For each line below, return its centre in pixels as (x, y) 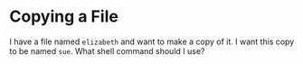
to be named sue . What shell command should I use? (107, 50)
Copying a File (64, 17)
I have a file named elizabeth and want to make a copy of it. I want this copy (152, 41)
